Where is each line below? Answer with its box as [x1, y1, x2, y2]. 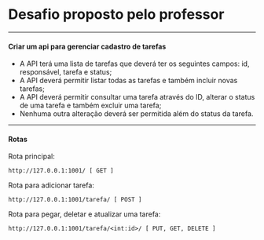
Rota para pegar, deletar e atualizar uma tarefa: [8, 209, 161, 219]
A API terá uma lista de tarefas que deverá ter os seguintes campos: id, [19, 59, 250, 68]
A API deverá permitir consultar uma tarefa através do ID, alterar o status [19, 93, 255, 102]
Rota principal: [8, 151, 55, 162]
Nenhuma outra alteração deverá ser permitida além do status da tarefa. [19, 109, 254, 118]
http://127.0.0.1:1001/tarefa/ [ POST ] [8, 196, 143, 204]
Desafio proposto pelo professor [8, 5, 225, 24]
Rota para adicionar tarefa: [8, 180, 94, 190]
